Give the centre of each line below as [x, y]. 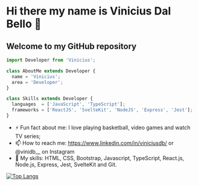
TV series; [28, 136]
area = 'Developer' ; [37, 82]
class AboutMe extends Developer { [51, 71]
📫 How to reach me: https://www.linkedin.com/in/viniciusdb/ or [94, 143]
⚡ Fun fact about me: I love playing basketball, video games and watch [103, 127]
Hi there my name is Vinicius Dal [88, 11]
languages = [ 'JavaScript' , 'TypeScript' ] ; [69, 104]
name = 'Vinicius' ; [36, 77]
